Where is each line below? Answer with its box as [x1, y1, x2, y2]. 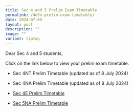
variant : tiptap [5, 36, 40, 42]
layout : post [5, 22, 33, 27]
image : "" [5, 31, 27, 36]
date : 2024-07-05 [5, 17, 42, 22]
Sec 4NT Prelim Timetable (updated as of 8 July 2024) [12, 70, 129, 76]
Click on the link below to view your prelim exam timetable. [5, 60, 129, 66]
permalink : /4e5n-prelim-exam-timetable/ [5, 12, 95, 17]
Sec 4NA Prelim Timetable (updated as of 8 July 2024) [12, 80, 129, 86]
